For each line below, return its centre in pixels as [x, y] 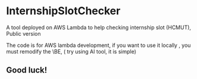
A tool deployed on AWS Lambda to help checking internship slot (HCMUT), [99, 27]
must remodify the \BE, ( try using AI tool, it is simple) [71, 51]
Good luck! [27, 70]
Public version [23, 33]
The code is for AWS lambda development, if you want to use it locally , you [99, 45]
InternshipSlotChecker [63, 11]
